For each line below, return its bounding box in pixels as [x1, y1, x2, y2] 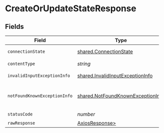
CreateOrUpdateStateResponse [5, 3, 137, 14]
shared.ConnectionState [77, 48, 133, 55]
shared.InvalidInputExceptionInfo [77, 72, 153, 79]
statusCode [7, 111, 33, 117]
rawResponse [7, 120, 36, 126]
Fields [5, 22, 24, 31]
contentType [7, 61, 36, 66]
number [77, 111, 95, 117]
